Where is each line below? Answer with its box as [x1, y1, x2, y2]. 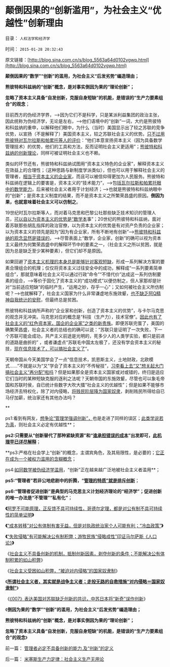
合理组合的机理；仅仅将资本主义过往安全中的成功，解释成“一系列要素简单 [9, 265, 163, 271]
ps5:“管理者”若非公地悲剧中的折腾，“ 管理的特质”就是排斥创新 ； [5, 477, 140, 483]
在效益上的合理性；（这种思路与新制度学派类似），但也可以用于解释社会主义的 [5, 167, 165, 173]
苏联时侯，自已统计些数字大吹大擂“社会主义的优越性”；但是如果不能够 [14, 382, 160, 388]
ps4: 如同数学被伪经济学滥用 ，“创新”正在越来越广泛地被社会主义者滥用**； [5, 466, 160, 473]
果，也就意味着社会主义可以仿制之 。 [5, 199, 81, 205]
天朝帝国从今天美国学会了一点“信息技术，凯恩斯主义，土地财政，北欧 [5, 356, 149, 362]
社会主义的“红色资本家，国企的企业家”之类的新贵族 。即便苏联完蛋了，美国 [5, 320, 160, 326]
